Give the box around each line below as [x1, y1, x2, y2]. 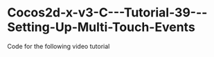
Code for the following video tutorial [7, 42, 110, 50]
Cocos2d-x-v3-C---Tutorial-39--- [7, 5, 208, 21]
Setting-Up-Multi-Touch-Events [7, 19, 195, 35]
